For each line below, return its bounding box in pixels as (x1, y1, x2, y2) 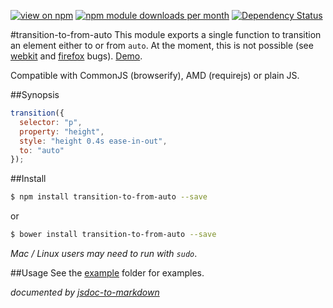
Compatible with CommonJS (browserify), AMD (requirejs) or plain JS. (10, 70, 300, 81)
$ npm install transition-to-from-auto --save (10, 192, 208, 202)
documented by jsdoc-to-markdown (10, 286, 160, 298)
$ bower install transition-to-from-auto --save (10, 230, 217, 240)
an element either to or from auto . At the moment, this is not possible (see (10, 40, 314, 51)
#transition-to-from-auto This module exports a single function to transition (10, 29, 322, 40)
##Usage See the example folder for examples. (10, 267, 205, 279)
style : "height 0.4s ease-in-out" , (19, 136, 168, 146)
